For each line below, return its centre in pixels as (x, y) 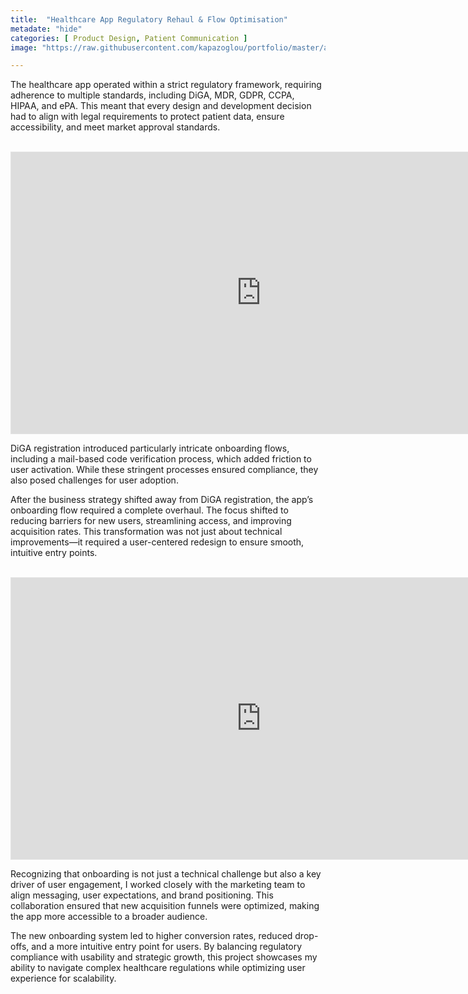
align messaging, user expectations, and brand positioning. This (142, 895)
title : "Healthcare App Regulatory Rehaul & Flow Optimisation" (149, 19)
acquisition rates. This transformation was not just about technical (146, 532)
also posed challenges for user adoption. (94, 480)
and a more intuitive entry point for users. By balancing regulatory (167, 947)
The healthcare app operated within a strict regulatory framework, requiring (166, 85)
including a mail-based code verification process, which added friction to (161, 459)
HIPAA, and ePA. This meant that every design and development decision (161, 106)
